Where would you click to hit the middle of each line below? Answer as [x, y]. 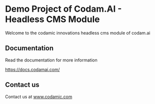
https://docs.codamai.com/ [32, 69]
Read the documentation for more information [51, 60]
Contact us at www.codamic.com [39, 97]
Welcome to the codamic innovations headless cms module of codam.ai [78, 33]
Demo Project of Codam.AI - [64, 9]
